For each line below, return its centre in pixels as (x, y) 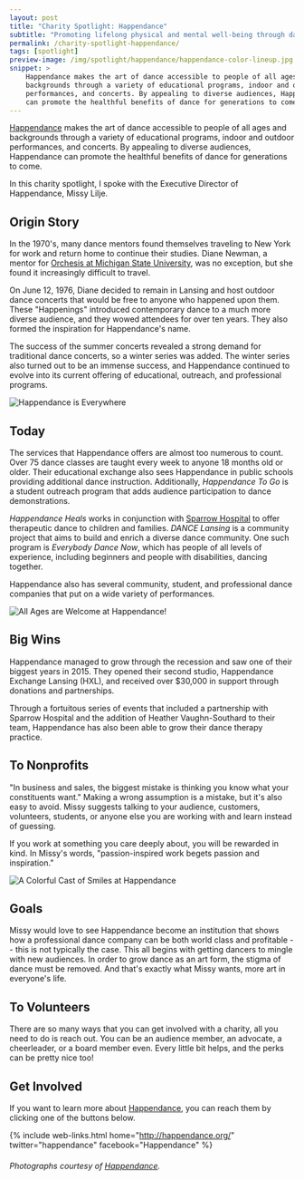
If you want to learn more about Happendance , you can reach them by (140, 1108)
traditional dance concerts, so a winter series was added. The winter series (150, 356)
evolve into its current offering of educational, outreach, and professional (146, 375)
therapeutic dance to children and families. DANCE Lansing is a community (149, 528)
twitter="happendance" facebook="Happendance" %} (111, 1145)
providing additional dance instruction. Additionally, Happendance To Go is (149, 482)
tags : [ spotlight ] (44, 52)
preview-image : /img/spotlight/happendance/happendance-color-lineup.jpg (152, 60)
